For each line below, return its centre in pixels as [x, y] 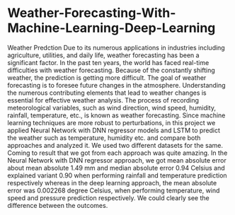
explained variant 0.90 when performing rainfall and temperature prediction [117, 175]
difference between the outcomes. [58, 205]
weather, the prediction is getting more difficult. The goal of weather [107, 77]
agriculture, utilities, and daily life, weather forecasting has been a [103, 55]
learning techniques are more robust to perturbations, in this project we [111, 122]
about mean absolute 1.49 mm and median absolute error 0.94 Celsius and [116, 168]
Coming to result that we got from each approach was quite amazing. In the [117, 153]
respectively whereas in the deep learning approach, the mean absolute [112, 182]
